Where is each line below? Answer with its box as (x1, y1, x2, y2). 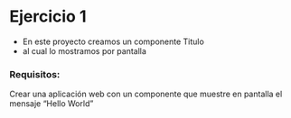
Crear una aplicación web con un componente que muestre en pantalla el (9, 88, 283, 100)
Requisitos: (9, 68, 61, 80)
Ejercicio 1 (9, 6, 87, 27)
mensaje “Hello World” (9, 98, 94, 109)
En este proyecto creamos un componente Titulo (22, 36, 205, 47)
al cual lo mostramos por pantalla (22, 45, 147, 56)
